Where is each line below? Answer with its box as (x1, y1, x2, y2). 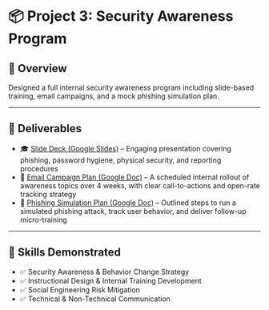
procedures (19, 163, 58, 173)
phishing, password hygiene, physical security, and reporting (19, 155, 222, 165)
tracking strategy (19, 189, 77, 199)
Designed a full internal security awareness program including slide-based (8, 83, 255, 92)
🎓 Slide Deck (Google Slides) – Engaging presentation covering (19, 143, 232, 153)
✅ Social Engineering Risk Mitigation (19, 284, 140, 294)
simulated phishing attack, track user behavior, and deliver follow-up (19, 206, 247, 215)
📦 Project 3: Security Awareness (8, 7, 234, 26)
